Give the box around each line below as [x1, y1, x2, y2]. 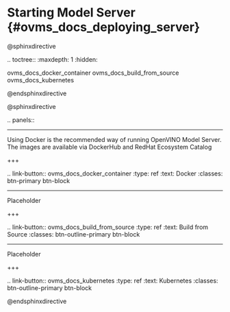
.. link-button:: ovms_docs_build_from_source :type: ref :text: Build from [7, 223, 209, 231]
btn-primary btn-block [7, 176, 71, 184]
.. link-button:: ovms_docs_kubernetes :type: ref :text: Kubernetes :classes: [7, 276, 218, 285]
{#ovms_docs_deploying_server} [7, 19, 201, 35]
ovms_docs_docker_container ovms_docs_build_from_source [7, 69, 179, 77]
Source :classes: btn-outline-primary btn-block [7, 230, 140, 238]
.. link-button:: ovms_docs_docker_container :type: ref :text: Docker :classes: [7, 169, 223, 178]
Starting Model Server [7, 5, 136, 21]
